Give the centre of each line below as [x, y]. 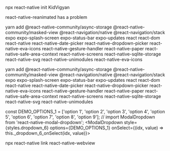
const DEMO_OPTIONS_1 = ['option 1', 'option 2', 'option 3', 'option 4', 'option [85, 112]
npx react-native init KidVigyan [38, 7]
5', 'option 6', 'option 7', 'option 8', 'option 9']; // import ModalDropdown [80, 117]
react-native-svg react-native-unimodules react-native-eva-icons [74, 59]
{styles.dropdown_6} [27, 128]
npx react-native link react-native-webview [50, 143]
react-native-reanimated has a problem [46, 17]
